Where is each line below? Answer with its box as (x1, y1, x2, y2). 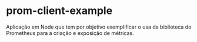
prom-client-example (6, 4, 113, 17)
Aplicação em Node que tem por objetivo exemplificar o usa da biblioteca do (6, 23, 192, 30)
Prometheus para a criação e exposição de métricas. (6, 29, 134, 36)
